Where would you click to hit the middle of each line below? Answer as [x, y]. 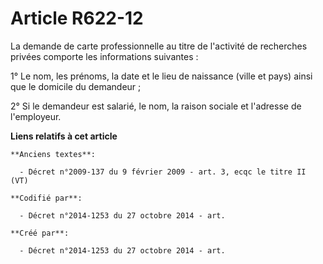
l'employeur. [36, 116]
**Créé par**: [40, 233]
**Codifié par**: [46, 198]
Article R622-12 [77, 18]
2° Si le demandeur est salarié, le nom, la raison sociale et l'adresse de [156, 106]
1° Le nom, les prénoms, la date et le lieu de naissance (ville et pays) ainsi [161, 76]
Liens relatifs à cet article [64, 136]
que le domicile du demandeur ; [76, 86]
